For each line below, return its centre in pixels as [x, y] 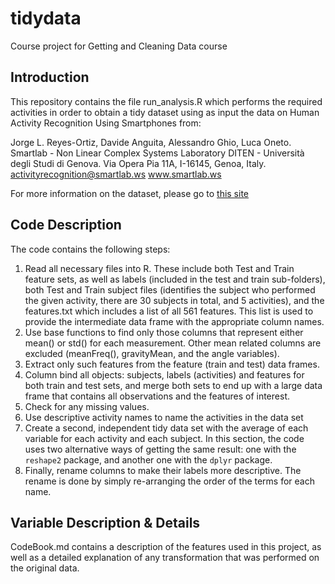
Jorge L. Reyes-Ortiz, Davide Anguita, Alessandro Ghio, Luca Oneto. [151, 142]
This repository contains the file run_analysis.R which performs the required [166, 101]
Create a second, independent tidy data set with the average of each [166, 428]
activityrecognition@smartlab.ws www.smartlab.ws [116, 174]
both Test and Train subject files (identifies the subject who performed [170, 289]
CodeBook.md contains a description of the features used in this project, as [166, 547]
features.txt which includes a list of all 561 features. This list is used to [169, 311]
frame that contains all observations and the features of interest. [157, 396]
